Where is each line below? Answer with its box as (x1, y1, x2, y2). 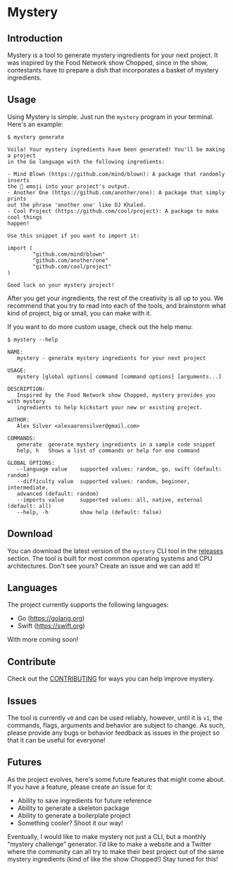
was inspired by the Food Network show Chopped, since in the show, (7, 58, 208, 67)
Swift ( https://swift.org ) (17, 621, 86, 630)
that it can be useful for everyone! (7, 736, 106, 745)
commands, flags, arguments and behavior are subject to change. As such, (7, 721, 225, 730)
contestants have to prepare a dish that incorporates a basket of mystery (7, 66, 219, 74)
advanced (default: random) (16, 490, 99, 497)
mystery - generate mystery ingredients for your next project (16, 354, 206, 361)
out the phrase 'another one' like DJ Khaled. (7, 201, 146, 209)
